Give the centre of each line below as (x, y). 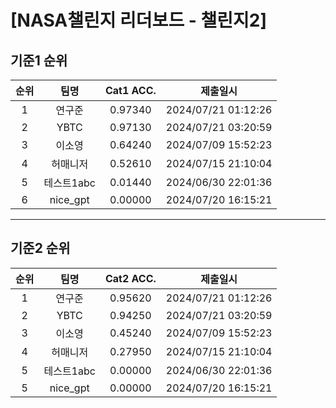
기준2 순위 (40, 248)
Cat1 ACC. (130, 90)
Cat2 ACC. (130, 278)
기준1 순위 (39, 60)
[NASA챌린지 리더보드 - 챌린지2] (138, 20)
